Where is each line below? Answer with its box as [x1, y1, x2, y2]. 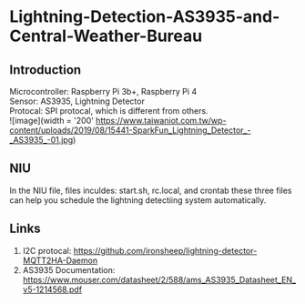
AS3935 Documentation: [22, 264, 116, 275]
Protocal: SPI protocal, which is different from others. [9, 106, 208, 116]
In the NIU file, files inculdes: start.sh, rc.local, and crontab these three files [9, 185, 292, 196]
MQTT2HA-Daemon [22, 255, 98, 266]
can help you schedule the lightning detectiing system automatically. [9, 194, 267, 206]
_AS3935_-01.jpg [9, 135, 74, 145]
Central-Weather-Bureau [9, 25, 203, 46]
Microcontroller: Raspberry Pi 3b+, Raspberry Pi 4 [9, 86, 198, 96]
